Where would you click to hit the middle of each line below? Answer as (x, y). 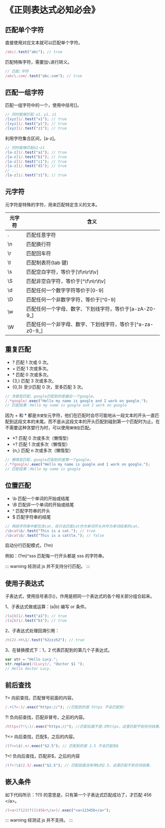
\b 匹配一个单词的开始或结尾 (41, 498)
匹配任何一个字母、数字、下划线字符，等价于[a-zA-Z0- (91, 309)
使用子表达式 (25, 583)
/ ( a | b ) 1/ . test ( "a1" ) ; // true (36, 616)
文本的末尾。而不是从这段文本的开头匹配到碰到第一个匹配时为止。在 (91, 421)
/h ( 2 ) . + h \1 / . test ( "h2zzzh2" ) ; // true (45, 640)
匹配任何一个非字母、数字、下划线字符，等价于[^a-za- (90, 324)
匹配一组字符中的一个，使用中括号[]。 (43, 105)
